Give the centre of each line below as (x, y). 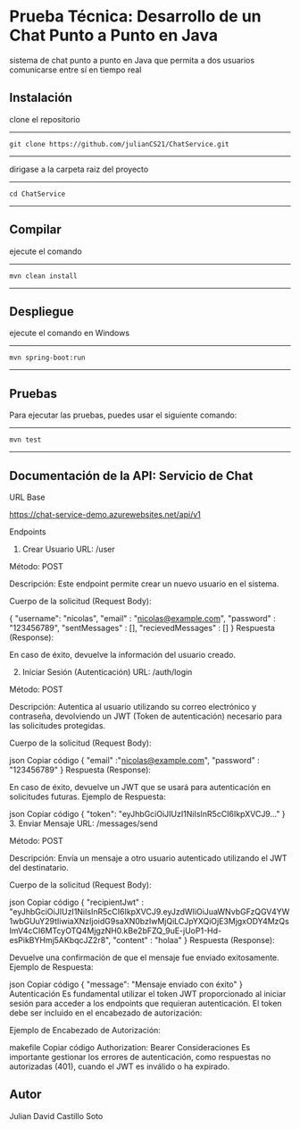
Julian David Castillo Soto (56, 1116)
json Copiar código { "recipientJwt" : (77, 902)
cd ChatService (37, 194)
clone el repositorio (45, 119)
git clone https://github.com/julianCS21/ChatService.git (119, 144)
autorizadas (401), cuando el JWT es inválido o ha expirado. (120, 1066)
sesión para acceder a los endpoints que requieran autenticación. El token (146, 1003)
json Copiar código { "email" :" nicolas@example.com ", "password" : (135, 760)
